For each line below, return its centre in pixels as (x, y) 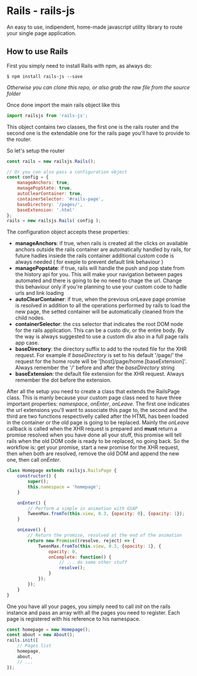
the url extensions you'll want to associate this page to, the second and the (97, 410)
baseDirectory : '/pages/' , (50, 204)
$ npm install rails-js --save (45, 76)
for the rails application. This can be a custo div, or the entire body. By (100, 330)
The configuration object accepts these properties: (68, 232)
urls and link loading (39, 293)
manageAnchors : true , (43, 183)
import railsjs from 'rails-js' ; (47, 115)
